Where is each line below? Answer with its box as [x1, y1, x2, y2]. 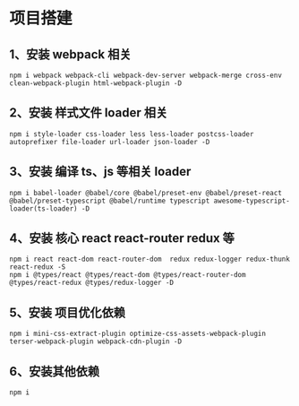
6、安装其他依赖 [9, 364, 100, 379]
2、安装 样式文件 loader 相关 [9, 105, 168, 121]
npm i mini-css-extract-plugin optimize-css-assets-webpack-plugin [9, 329, 267, 339]
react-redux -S [9, 263, 66, 272]
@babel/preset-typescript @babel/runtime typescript [9, 196, 210, 205]
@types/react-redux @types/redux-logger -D [9, 279, 175, 288]
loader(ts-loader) [9, 203, 78, 213]
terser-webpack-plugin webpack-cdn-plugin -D [9, 337, 182, 346]
